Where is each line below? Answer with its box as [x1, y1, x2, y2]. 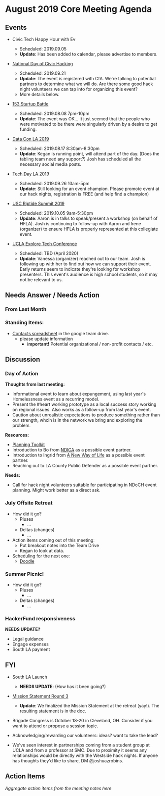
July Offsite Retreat [5, 499, 53, 506]
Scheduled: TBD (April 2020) [19, 250, 79, 256]
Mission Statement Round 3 [12, 693, 68, 699]
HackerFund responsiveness [5, 615, 75, 622]
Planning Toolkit [12, 442, 45, 448]
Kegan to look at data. [19, 547, 65, 553]
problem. [12, 422, 31, 429]
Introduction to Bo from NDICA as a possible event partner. [12, 447, 132, 453]
